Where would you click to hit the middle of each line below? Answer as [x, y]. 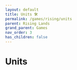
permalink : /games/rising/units [38, 19]
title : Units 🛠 [22, 14]
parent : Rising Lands [28, 23]
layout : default [22, 10]
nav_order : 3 [19, 33]
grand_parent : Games [27, 28]
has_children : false [27, 37]
